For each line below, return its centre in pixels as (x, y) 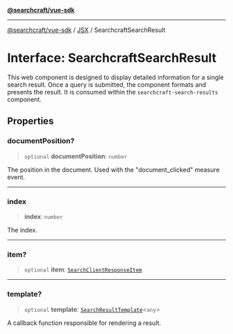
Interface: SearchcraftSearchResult (112, 58)
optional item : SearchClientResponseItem (83, 269)
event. (16, 177)
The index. (23, 230)
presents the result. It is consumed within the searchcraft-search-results (113, 92)
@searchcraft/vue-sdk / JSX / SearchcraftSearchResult (86, 30)
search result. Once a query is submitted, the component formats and (107, 84)
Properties (31, 121)
